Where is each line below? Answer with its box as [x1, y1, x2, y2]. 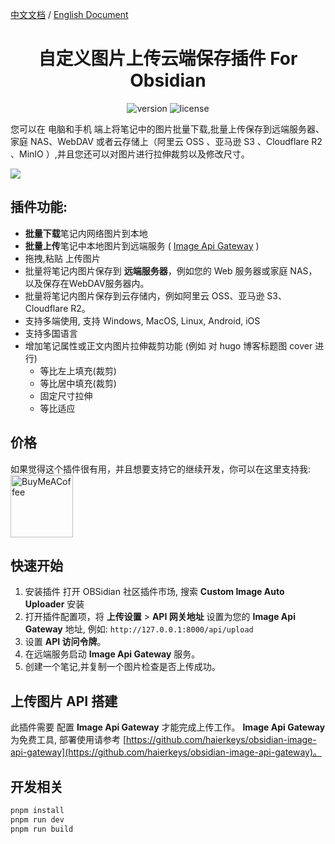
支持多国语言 [24, 327, 78, 339]
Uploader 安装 [24, 598, 85, 610]
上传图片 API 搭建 [10, 693, 118, 710]
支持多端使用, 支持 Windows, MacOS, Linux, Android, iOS [24, 314, 261, 327]
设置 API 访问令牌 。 [24, 636, 107, 648]
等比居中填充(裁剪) [39, 377, 117, 389]
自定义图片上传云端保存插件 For [38, 48, 298, 70]
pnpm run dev [10, 814, 65, 825]
